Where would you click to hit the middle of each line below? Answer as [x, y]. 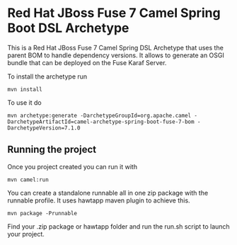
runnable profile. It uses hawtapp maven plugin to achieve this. [99, 200]
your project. [26, 234]
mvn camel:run [28, 180]
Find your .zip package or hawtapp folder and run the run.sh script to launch [118, 226]
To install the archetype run [47, 76]
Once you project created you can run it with [73, 166]
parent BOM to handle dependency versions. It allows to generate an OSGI [116, 55]
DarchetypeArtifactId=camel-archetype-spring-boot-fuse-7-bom [101, 122]
